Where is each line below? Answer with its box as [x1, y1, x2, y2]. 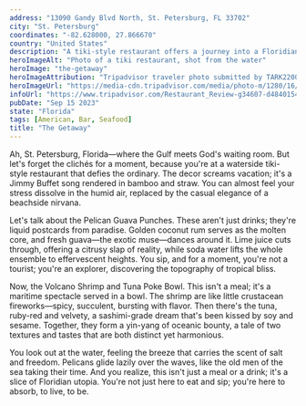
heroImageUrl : [9, 81, 64, 90]
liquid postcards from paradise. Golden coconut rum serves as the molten [9, 224, 287, 235]
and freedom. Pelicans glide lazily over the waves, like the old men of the [9, 357, 284, 368]
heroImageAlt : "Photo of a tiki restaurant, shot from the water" [9, 56, 267, 65]
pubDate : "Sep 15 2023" [9, 98, 100, 108]
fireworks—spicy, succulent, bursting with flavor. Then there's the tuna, [9, 300, 278, 311]
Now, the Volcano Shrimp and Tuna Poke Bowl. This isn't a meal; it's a [9, 281, 271, 292]
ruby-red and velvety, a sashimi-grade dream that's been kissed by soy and [9, 310, 294, 320]
